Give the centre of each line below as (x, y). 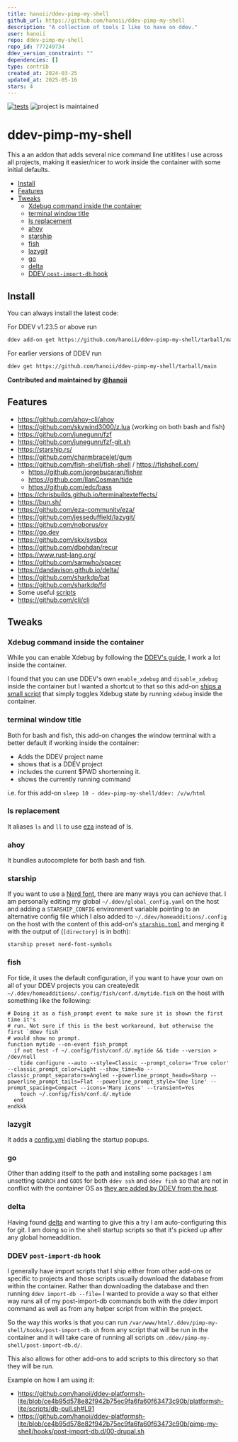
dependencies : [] (33, 60)
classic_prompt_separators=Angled (58, 1075)
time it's (22, 1020)
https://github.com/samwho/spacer (69, 562)
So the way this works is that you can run (68, 1322)
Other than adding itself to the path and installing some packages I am (110, 1174)
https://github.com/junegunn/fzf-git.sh (74, 442)
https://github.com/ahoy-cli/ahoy (66, 419)
